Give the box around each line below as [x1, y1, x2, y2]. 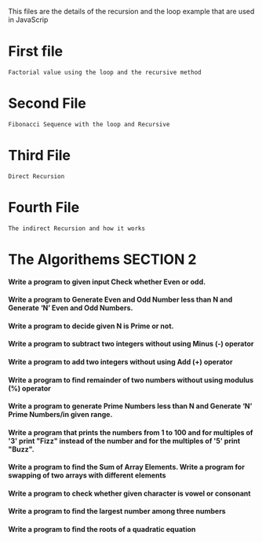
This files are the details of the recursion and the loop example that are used [8, 7, 255, 16]
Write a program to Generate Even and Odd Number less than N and [8, 295, 233, 305]
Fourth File [8, 199, 80, 216]
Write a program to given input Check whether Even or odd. [8, 276, 206, 286]
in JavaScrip [8, 15, 49, 24]
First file [8, 42, 64, 60]
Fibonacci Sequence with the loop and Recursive [8, 120, 170, 128]
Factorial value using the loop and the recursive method [8, 68, 202, 76]
